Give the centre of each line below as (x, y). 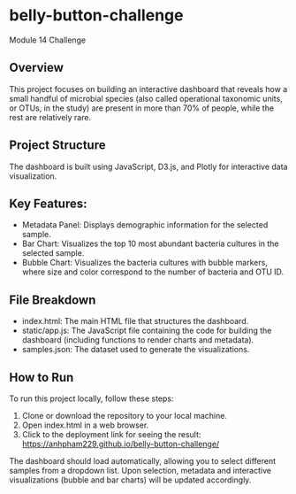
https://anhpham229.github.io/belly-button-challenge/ (121, 444)
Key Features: (48, 203)
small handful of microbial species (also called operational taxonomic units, (146, 98)
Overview (37, 68)
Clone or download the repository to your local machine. (125, 416)
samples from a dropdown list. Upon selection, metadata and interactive (140, 471)
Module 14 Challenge (48, 40)
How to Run (42, 377)
